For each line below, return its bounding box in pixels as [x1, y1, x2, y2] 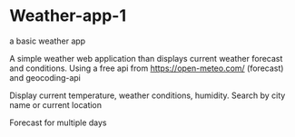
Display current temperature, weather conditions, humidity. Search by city [9, 90, 286, 101]
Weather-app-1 [9, 5, 127, 26]
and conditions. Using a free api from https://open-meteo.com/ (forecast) [9, 63, 284, 73]
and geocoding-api [9, 72, 82, 83]
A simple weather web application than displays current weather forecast [9, 53, 283, 64]
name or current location [9, 99, 103, 110]
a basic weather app [9, 35, 86, 46]
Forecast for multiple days [9, 117, 107, 128]
